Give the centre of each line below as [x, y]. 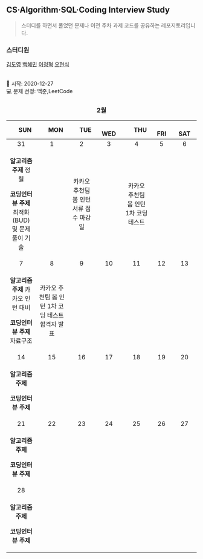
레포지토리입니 [178, 25]
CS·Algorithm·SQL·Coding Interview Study [88, 10]
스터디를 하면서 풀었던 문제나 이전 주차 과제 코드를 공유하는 [90, 25]
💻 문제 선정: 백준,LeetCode [40, 91]
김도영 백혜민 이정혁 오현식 [38, 64]
